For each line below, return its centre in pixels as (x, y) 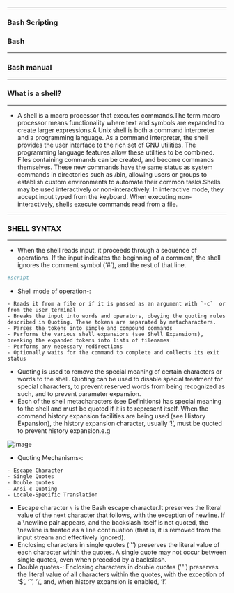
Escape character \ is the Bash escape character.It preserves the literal (119, 507)
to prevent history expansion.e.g (64, 430)
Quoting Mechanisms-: (50, 457)
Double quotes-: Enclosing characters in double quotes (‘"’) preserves (118, 567)
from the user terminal (42, 310)
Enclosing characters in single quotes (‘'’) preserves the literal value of (118, 544)
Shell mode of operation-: (54, 291)
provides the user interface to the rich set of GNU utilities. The (107, 145)
